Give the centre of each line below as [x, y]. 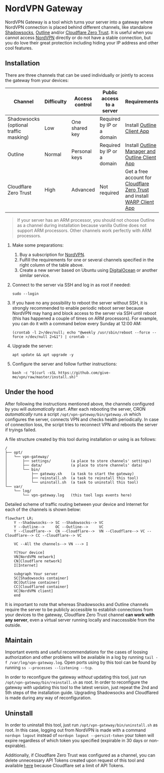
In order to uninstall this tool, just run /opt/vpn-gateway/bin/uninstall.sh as [81, 725]
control [83, 104]
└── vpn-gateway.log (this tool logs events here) [77, 495]
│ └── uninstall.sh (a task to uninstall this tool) [72, 482]
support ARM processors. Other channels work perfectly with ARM [84, 230]
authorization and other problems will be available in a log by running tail [79, 657]
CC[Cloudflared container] [41, 586]
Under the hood [29, 392]
